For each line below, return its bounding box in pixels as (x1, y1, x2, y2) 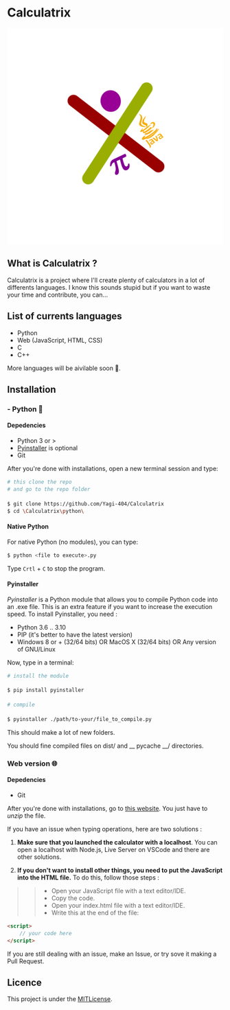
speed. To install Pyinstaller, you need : (7, 610, 118, 618)
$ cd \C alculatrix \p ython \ (7, 507, 84, 514)
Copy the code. (51, 894, 95, 902)
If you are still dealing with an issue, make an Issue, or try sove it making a (7, 950, 217, 958)
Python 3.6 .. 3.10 (16, 623, 67, 631)
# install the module (7, 672, 69, 679)
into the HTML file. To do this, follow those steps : (16, 873, 159, 882)
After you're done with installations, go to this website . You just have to (7, 804, 208, 812)
